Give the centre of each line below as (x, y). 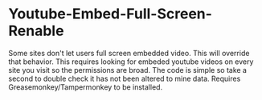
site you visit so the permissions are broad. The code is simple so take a (128, 70)
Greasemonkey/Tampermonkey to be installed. (86, 87)
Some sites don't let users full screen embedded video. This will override (129, 53)
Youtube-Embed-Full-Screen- (111, 14)
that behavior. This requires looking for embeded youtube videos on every (131, 62)
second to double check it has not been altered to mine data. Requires (125, 78)
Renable (36, 31)
